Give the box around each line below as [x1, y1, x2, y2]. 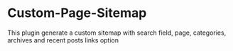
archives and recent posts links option [7, 35, 119, 44]
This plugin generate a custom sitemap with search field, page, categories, [7, 28, 227, 37]
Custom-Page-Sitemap [7, 5, 147, 21]
